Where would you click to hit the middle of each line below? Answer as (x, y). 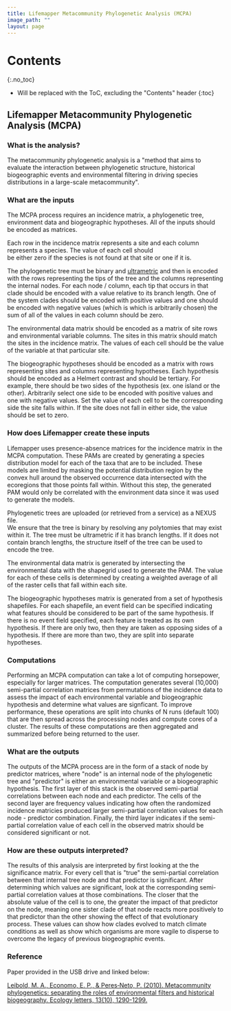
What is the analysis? (44, 145)
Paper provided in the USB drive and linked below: (78, 972)
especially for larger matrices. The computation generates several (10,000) (113, 682)
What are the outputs (43, 752)
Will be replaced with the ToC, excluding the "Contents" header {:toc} (115, 93)
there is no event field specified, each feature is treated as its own (101, 620)
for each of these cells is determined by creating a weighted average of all (112, 578)
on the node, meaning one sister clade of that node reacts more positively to (115, 910)
